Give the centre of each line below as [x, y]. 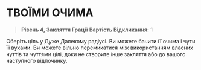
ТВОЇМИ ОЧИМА [50, 13]
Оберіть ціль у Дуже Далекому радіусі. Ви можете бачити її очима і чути [101, 41]
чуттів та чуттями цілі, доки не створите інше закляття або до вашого [96, 54]
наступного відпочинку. [37, 60]
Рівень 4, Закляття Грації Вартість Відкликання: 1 [87, 30]
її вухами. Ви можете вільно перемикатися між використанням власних [100, 48]
